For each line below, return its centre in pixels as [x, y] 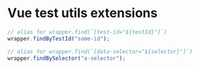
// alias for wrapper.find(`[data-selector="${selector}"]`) [100, 51]
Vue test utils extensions [83, 13]
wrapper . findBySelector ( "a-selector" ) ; [67, 58]
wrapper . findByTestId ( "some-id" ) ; [59, 38]
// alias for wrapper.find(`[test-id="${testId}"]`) [87, 32]
